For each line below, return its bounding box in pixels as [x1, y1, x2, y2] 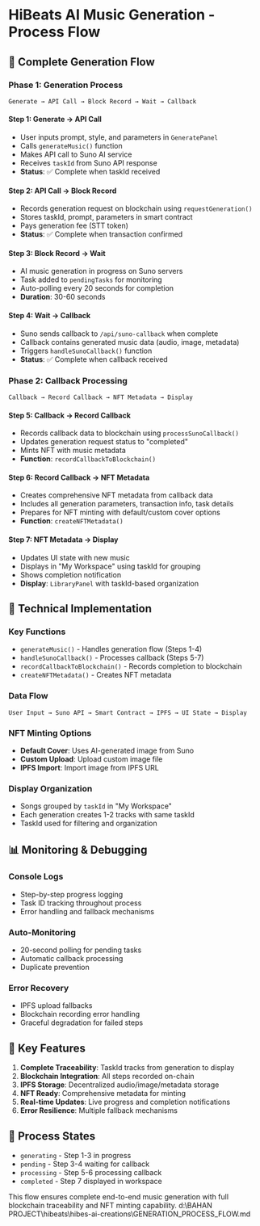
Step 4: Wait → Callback [8, 311, 91, 321]
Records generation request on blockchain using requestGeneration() [19, 204, 253, 213]
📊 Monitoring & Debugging [8, 842, 148, 857]
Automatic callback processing [19, 954, 124, 964]
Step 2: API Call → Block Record [8, 186, 117, 195]
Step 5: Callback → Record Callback [8, 410, 132, 420]
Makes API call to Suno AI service [19, 149, 132, 159]
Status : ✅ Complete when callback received [19, 354, 168, 364]
